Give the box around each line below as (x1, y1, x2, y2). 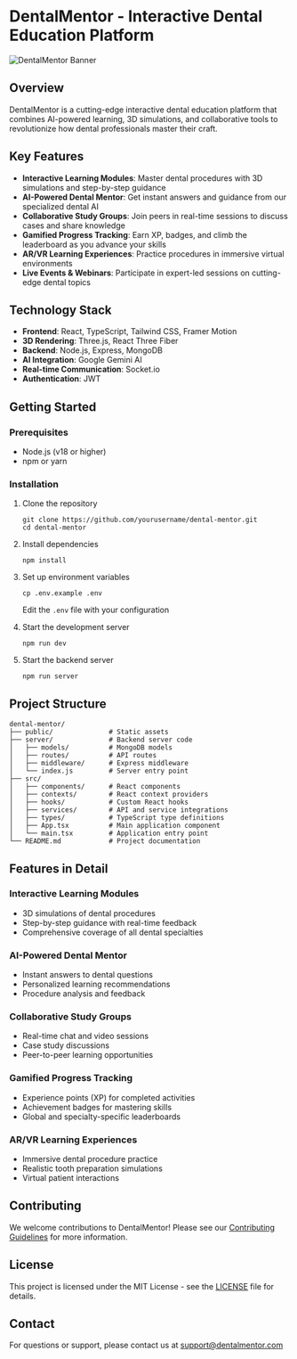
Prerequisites (9, 426, 68, 438)
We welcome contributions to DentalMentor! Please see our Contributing (9, 1222, 276, 1232)
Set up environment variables (21, 572, 131, 583)
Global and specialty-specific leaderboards (21, 1111, 181, 1122)
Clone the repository (21, 498, 98, 509)
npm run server (21, 672, 79, 681)
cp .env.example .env (21, 589, 102, 598)
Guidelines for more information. (9, 1232, 128, 1242)
